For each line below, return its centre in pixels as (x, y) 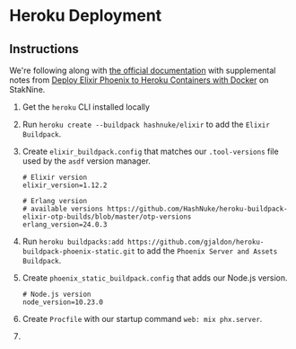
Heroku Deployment (86, 16)
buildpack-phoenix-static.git (79, 252)
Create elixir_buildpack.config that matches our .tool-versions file (151, 151)
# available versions (62, 209)
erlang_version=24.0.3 (65, 225)
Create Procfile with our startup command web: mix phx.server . (142, 319)
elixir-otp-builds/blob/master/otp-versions (107, 217)
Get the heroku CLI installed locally (86, 107)
